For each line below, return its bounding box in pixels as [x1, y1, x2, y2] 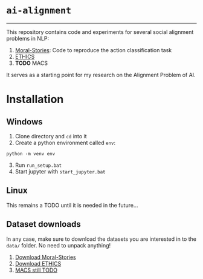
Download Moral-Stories [14, 254, 77, 261]
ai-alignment [6, 5, 71, 16]
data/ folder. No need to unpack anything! [6, 241, 111, 249]
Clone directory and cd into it [14, 132, 87, 139]
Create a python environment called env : [14, 139, 116, 146]
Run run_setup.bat [14, 161, 62, 169]
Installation [6, 93, 64, 106]
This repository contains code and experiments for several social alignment [6, 28, 194, 35]
